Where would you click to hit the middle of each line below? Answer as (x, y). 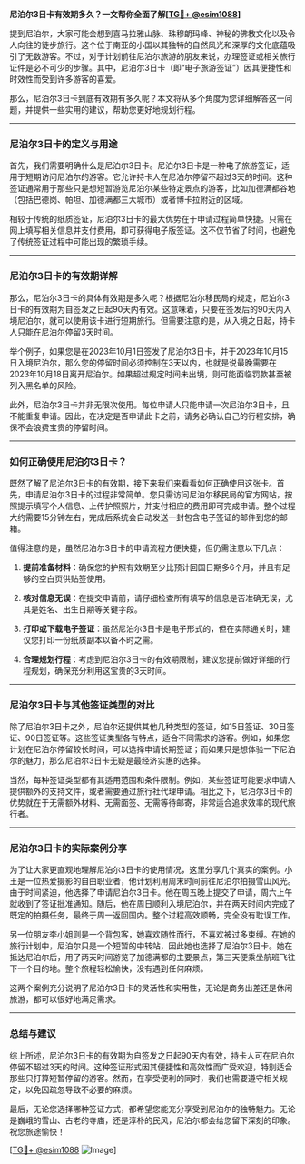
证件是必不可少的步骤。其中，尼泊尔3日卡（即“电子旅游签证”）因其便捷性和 (151, 68)
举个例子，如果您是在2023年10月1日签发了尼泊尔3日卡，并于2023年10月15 (149, 351)
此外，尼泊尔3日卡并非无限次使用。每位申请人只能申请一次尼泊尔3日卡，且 (150, 405)
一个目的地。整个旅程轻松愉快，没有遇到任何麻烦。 (113, 968)
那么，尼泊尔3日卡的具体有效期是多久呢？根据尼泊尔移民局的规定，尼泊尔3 (150, 297)
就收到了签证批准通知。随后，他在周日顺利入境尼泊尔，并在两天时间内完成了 (152, 904)
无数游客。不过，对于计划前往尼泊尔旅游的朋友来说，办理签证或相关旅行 (160, 56)
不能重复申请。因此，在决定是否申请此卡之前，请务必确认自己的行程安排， (148, 416)
